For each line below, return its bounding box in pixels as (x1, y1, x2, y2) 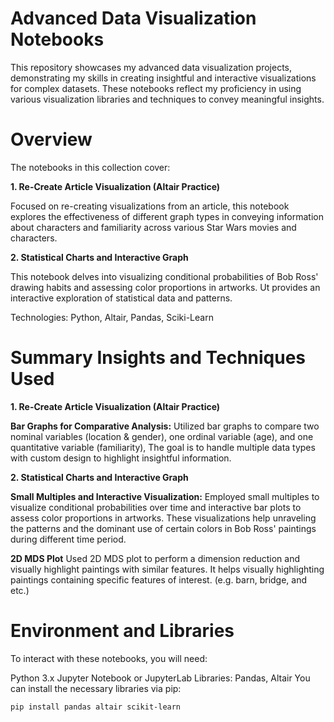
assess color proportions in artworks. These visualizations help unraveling (10, 512, 317, 524)
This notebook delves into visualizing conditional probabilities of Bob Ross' (10, 270, 319, 282)
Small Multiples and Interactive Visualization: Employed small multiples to (10, 490, 320, 502)
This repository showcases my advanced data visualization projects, (10, 61, 293, 73)
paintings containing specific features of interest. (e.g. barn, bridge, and (10, 573, 308, 586)
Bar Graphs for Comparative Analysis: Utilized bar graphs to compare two (10, 420, 320, 432)
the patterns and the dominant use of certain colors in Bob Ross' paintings (10, 522, 317, 534)
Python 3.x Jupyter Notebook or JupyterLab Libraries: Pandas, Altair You (10, 672, 311, 684)
